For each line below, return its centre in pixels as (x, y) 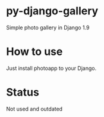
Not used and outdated (34, 109)
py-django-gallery (52, 11)
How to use (34, 52)
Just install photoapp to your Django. (51, 68)
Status (23, 92)
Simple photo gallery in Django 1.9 (48, 27)
